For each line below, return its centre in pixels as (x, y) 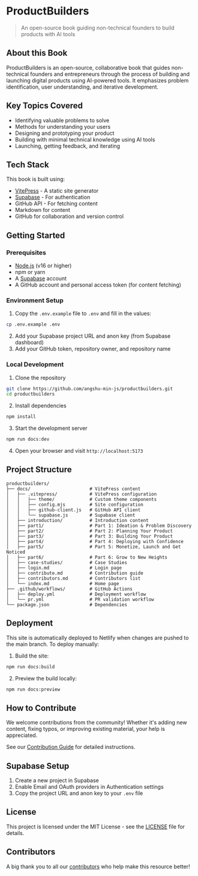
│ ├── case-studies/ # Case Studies (67, 562)
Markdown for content (43, 210)
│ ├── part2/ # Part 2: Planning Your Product (89, 531)
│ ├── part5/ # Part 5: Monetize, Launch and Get (94, 547)
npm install (21, 417)
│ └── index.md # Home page (63, 583)
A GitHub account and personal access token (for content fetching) (98, 285)
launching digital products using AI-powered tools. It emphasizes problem (97, 80)
